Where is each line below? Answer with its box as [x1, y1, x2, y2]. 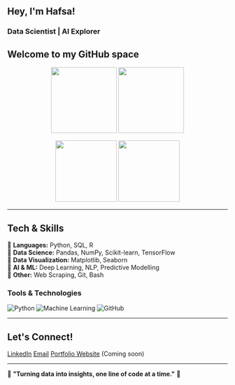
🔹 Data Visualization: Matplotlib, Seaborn [7, 255, 128, 264]
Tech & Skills [7, 222, 64, 234]
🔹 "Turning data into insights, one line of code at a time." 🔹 [7, 370, 181, 378]
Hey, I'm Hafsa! [7, 6, 76, 18]
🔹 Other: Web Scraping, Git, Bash [7, 270, 104, 279]
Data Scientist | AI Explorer [7, 27, 101, 36]
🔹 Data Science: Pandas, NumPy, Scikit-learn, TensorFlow [7, 248, 176, 257]
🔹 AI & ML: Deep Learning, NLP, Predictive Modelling [7, 263, 159, 271]
